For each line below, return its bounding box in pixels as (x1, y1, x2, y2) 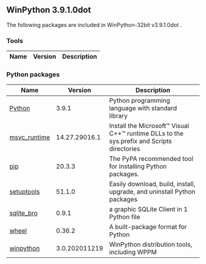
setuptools (9, 187, 40, 196)
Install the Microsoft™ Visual (109, 122, 189, 130)
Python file (109, 213, 140, 221)
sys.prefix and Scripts (109, 137, 172, 146)
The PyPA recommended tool (109, 154, 194, 163)
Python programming (109, 96, 170, 105)
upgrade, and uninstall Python (109, 187, 196, 196)
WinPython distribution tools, (109, 240, 193, 249)
